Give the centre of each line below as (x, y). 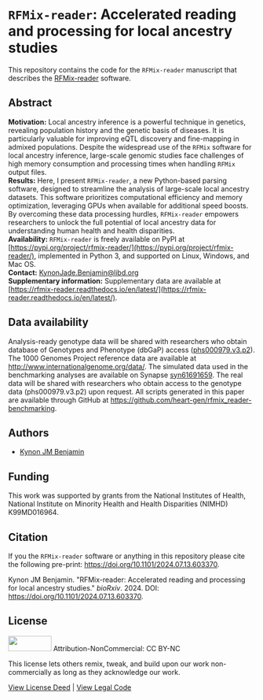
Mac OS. (22, 264)
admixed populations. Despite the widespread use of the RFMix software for (130, 146)
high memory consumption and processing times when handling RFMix (122, 164)
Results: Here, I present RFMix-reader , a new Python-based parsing (118, 180)
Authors (29, 433)
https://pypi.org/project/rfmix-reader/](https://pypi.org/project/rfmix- (122, 247)
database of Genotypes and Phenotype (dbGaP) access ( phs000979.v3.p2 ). (131, 350)
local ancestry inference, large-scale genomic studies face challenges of (126, 155)
